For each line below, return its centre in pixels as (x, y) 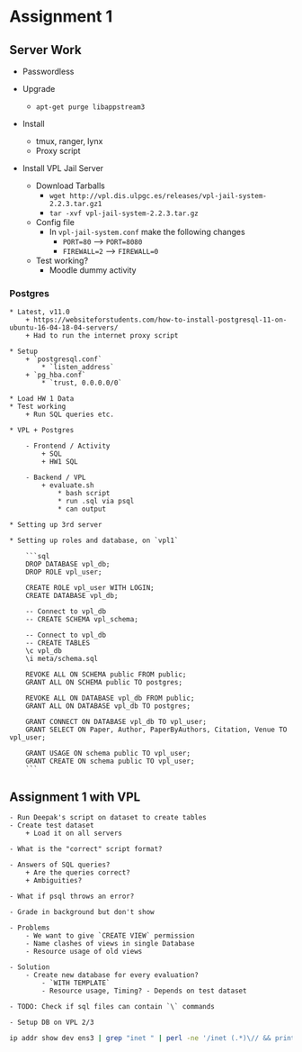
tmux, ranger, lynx (69, 141)
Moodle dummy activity (93, 270)
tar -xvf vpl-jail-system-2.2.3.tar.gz (124, 213)
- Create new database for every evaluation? (112, 975)
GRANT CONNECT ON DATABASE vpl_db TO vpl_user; (116, 722)
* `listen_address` (78, 367)
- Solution (30, 967)
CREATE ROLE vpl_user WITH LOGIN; (90, 588)
